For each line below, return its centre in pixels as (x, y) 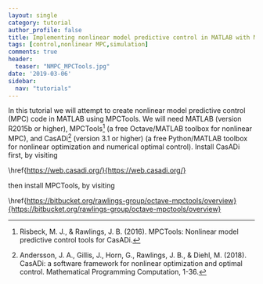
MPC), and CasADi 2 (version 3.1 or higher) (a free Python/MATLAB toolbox (128, 138)
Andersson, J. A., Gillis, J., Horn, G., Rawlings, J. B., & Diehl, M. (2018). (133, 255)
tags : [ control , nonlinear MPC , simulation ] (78, 45)
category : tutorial (40, 23)
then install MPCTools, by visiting (61, 185)
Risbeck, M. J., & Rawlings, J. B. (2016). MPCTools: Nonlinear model (129, 231)
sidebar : (22, 81)
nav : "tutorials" (43, 88)
